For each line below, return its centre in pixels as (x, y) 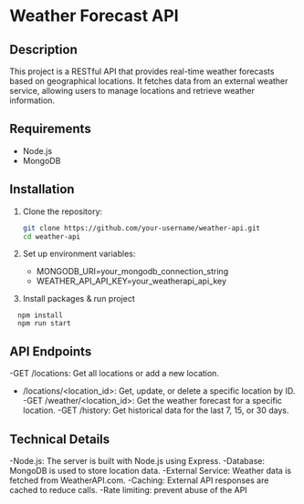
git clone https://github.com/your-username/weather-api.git (142, 228)
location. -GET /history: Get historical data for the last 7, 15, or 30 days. (156, 410)
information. (32, 100)
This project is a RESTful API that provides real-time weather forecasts (142, 71)
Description (43, 50)
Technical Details (60, 439)
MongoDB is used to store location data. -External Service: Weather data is (151, 471)
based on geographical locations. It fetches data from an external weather (149, 81)
